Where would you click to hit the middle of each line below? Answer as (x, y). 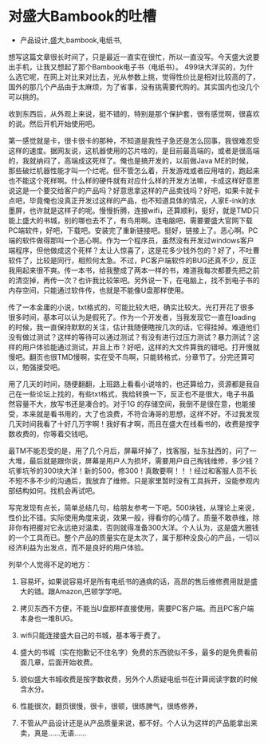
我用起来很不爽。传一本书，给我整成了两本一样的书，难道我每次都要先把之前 (134, 270)
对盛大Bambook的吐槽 (83, 16)
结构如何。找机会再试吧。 (57, 491)
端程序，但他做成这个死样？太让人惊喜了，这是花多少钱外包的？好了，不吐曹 (134, 250)
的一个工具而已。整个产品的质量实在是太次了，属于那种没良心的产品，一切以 (134, 537)
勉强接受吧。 (43, 367)
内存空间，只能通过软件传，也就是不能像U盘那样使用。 (99, 290)
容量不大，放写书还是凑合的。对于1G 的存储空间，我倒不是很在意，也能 (132, 404)
